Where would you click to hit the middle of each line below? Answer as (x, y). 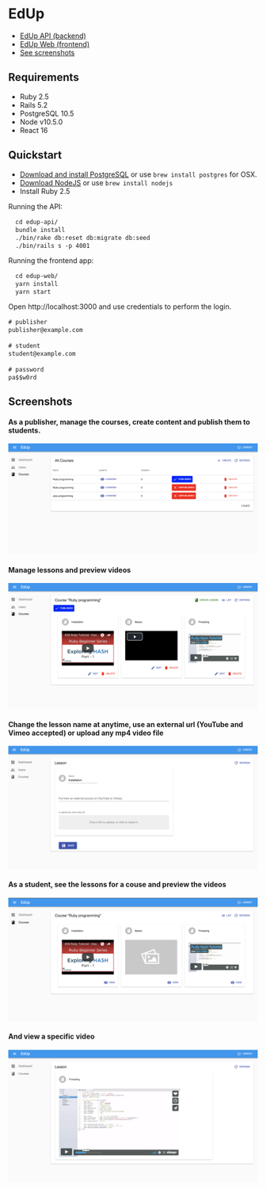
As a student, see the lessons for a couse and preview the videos (118, 885)
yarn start (33, 292)
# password (26, 369)
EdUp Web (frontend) (55, 44)
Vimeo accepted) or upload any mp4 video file (86, 733)
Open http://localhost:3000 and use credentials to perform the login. (120, 307)
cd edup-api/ (37, 222)
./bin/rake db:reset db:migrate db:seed (83, 238)
